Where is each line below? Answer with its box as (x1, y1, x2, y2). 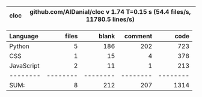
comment (124, 32, 152, 40)
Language (9, 32, 39, 40)
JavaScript (9, 62, 40, 69)
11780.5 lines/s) (85, 15, 135, 23)
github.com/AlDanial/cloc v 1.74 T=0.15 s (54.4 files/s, (29, 8, 191, 16)
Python (9, 42, 30, 50)
